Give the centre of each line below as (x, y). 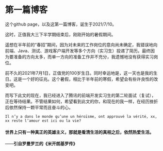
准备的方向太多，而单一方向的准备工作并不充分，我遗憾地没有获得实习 (83, 56)
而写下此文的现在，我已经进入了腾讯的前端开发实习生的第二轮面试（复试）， (81, 95)
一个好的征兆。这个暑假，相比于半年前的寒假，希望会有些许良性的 (88, 79)
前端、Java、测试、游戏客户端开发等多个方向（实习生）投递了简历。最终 (78, 51)
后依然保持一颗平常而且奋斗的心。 (39, 107)
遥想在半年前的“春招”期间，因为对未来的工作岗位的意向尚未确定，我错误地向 (81, 44)
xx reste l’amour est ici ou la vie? (43, 121)
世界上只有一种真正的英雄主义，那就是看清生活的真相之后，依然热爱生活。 (79, 132)
